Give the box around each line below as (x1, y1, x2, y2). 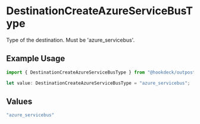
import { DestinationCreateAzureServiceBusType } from (6, 69, 145, 75)
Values (6, 96, 33, 106)
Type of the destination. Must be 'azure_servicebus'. (6, 36, 135, 43)
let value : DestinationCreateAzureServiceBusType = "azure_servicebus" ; (6, 80, 190, 86)
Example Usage (6, 53, 65, 63)
